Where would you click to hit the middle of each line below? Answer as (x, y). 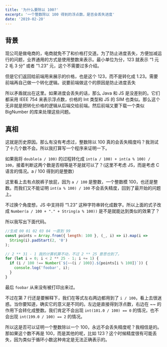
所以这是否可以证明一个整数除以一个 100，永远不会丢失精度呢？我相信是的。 (83, 327)
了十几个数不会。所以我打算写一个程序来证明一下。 (57, 148)
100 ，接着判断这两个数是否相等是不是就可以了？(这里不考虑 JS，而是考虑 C (82, 165)
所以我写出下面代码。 (27, 222)
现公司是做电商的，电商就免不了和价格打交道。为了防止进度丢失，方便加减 (81, 53)
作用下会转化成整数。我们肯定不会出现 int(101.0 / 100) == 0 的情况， (78, 310)
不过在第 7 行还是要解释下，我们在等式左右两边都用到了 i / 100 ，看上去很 (81, 298)
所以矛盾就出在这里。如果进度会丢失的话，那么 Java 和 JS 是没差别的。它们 (83, 93)
